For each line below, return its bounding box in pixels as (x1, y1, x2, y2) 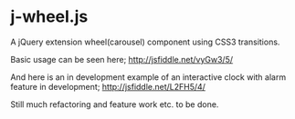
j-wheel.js (10, 6, 89, 27)
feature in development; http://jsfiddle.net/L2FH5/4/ (10, 81, 206, 92)
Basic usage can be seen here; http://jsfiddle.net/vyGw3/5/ (10, 54, 234, 64)
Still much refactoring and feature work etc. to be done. (10, 98, 219, 110)
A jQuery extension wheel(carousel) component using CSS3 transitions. (10, 36, 280, 47)
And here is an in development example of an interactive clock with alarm (10, 71, 287, 83)
